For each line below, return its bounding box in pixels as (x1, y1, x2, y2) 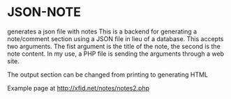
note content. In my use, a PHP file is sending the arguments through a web (7, 49, 225, 58)
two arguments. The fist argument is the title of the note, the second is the (7, 42, 221, 50)
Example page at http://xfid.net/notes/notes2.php (7, 84, 150, 92)
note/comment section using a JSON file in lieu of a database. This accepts (7, 34, 224, 43)
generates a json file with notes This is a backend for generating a (7, 27, 198, 36)
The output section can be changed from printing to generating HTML (7, 70, 208, 79)
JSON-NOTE (7, 4, 82, 20)
